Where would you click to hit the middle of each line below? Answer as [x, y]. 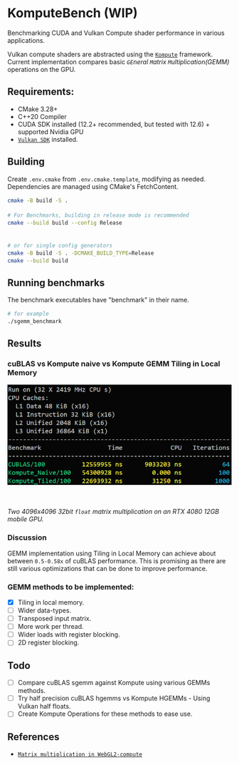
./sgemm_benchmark [34, 322]
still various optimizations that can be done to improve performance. [107, 568]
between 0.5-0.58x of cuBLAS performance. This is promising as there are [117, 560]
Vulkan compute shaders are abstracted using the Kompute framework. [110, 54]
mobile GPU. [26, 519]
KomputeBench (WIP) [73, 13]
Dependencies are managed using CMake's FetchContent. [93, 186]
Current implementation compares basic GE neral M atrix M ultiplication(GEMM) [118, 61]
